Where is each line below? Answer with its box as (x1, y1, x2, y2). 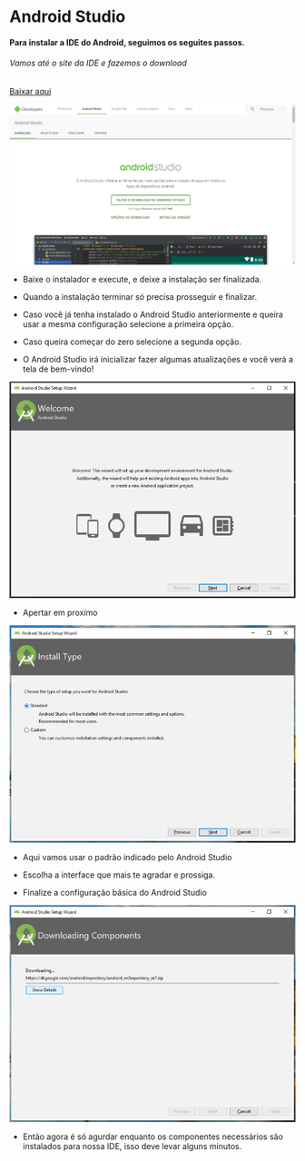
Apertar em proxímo (22, 607, 98, 618)
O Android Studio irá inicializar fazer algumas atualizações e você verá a (22, 353, 293, 364)
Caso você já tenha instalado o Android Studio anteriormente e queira (22, 309, 284, 320)
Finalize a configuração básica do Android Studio (22, 887, 207, 898)
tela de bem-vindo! (22, 363, 94, 374)
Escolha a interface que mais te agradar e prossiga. (22, 869, 216, 880)
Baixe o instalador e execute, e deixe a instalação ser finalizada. (22, 273, 262, 284)
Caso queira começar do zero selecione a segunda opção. (22, 336, 242, 347)
